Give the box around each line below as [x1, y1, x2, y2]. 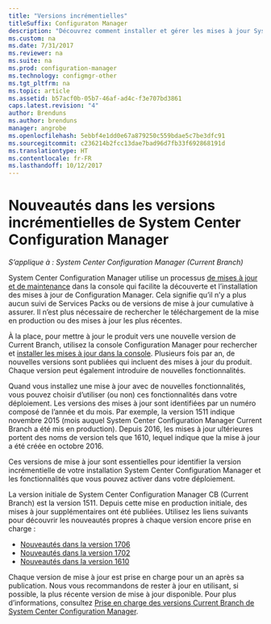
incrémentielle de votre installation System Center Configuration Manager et [8, 465, 261, 476]
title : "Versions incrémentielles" [8, 11, 128, 20]
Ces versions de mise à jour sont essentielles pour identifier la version [8, 457, 242, 467]
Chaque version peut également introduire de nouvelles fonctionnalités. [8, 366, 246, 376]
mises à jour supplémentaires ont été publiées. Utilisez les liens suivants [8, 507, 248, 517]
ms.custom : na [8, 34, 56, 43]
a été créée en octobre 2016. [8, 441, 104, 451]
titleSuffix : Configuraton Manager [8, 19, 128, 27]
